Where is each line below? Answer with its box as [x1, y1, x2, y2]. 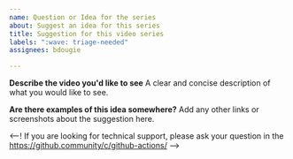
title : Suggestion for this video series [9, 29, 165, 38]
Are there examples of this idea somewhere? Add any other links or [9, 104, 259, 115]
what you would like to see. [9, 87, 109, 98]
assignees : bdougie [9, 46, 81, 55]
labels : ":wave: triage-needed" [9, 37, 128, 47]
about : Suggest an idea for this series [9, 21, 161, 30]
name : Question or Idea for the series [9, 12, 157, 22]
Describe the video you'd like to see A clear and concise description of [9, 78, 272, 88]
